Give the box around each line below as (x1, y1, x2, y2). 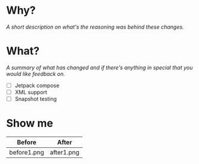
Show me (6, 117, 54, 130)
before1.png (9, 148, 44, 156)
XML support (14, 88, 48, 95)
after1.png (50, 148, 79, 156)
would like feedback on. (6, 70, 65, 78)
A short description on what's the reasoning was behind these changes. (6, 23, 184, 30)
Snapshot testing (14, 95, 57, 102)
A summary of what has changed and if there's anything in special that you (6, 64, 193, 71)
